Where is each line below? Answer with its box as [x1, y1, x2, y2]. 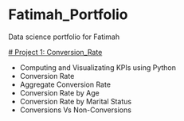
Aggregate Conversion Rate [19, 80, 112, 89]
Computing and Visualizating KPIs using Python [19, 62, 177, 72]
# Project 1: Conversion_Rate [8, 47, 103, 57]
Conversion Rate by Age [19, 88, 100, 97]
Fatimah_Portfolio [8, 6, 129, 24]
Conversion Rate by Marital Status [19, 96, 132, 106]
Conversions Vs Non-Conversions [19, 105, 131, 115]
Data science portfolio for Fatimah [8, 32, 120, 41]
